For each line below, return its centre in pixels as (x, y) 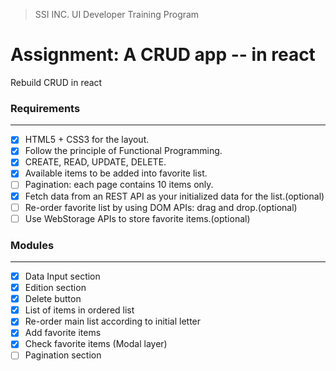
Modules (32, 245)
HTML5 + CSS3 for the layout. (87, 140)
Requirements (45, 108)
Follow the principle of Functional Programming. (123, 151)
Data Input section (62, 276)
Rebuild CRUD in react (56, 82)
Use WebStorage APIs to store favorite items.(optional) (137, 218)
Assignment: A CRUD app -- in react (163, 55)
